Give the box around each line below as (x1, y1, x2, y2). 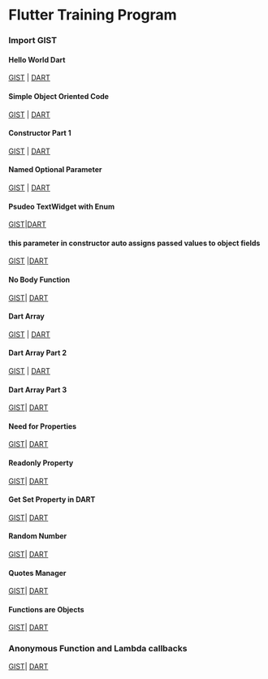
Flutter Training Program (8, 6, 177, 24)
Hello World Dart (8, 54, 66, 64)
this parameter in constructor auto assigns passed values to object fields (8, 238, 261, 248)
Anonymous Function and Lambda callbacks (8, 643, 188, 655)
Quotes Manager (8, 568, 67, 577)
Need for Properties (8, 421, 77, 431)
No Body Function (8, 275, 71, 284)
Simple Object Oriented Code (8, 91, 110, 101)
